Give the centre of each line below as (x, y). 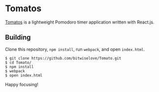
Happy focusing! (22, 84)
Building (18, 37)
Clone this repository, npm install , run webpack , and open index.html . (75, 49)
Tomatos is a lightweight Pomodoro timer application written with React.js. (80, 22)
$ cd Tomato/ (18, 62)
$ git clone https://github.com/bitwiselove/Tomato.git (63, 58)
